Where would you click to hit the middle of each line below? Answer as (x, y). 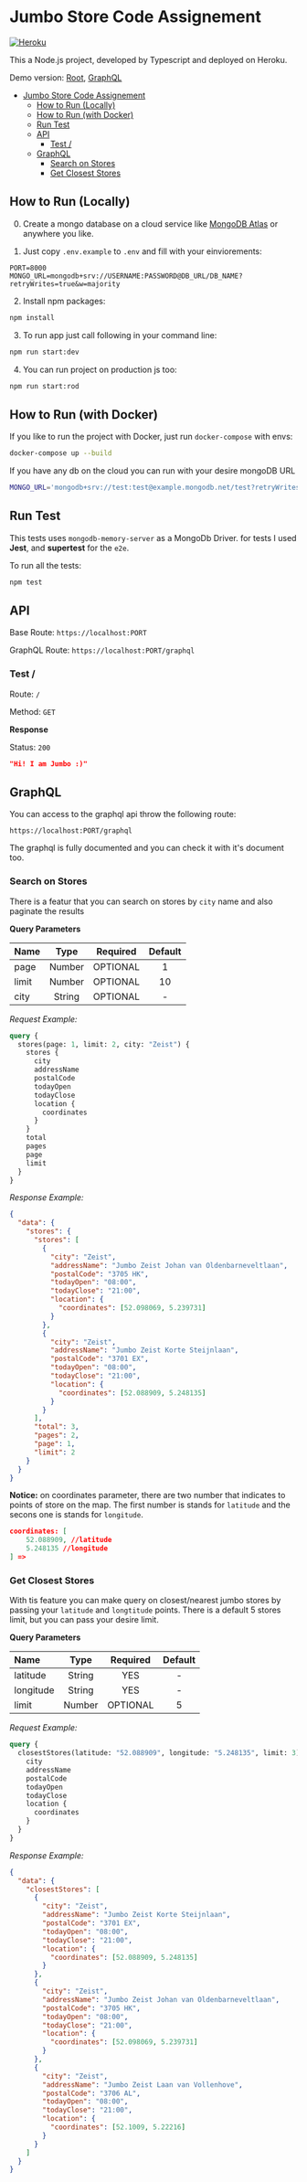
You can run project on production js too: (100, 369)
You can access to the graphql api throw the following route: (123, 814)
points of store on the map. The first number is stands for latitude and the (150, 1505)
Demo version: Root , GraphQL (66, 77)
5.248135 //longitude (67, 1549)
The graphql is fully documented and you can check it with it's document (147, 848)
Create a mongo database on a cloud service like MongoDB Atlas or (150, 224)
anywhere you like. (58, 233)
